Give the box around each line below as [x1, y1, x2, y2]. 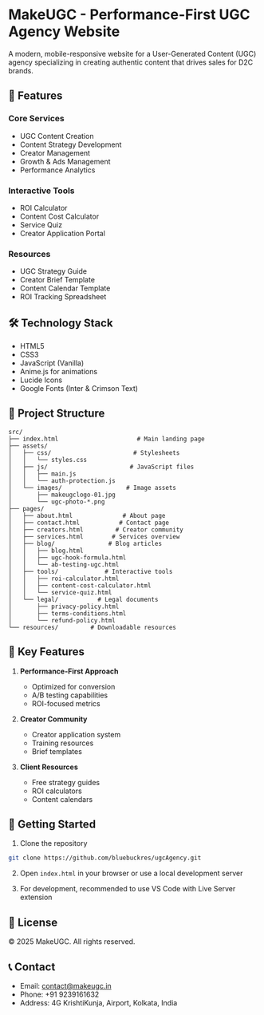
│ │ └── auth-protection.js [8, 476, 116, 484]
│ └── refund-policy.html [8, 616, 116, 624]
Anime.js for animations [19, 367, 98, 377]
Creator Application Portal [19, 228, 106, 238]
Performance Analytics [19, 165, 96, 175]
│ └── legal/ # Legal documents [8, 595, 159, 603]
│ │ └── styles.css [8, 456, 88, 464]
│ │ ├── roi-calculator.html [8, 575, 120, 583]
